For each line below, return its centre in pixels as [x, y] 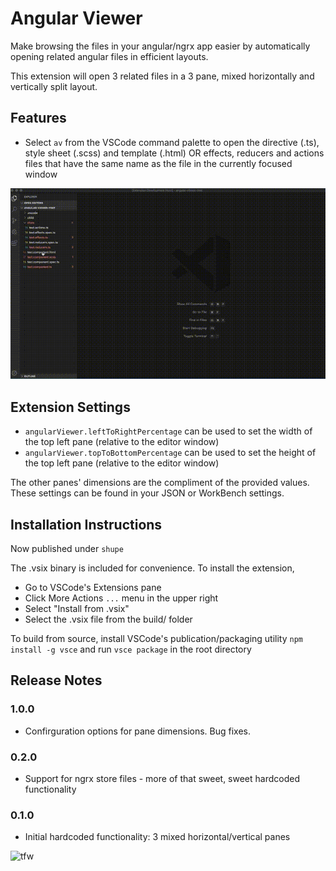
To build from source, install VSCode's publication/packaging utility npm [157, 638]
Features [38, 118]
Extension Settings [70, 407]
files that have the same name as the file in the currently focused [158, 163]
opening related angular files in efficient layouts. [109, 56]
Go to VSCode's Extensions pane [93, 587]
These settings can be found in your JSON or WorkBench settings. [147, 493]
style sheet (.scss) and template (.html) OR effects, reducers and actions [174, 153]
